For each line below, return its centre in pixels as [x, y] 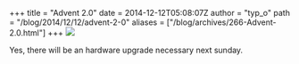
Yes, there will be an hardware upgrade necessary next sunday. [126, 50]
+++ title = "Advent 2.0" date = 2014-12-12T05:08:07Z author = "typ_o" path [149, 13]
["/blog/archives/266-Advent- [221, 22]
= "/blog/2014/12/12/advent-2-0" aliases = [87, 22]
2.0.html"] [28, 33]
